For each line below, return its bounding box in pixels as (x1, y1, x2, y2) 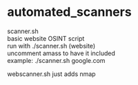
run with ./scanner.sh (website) (7, 41, 95, 50)
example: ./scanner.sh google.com (7, 56, 106, 64)
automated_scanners (7, 4, 132, 20)
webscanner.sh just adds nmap (7, 70, 96, 78)
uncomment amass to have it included (7, 49, 116, 57)
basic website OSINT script (7, 34, 85, 42)
